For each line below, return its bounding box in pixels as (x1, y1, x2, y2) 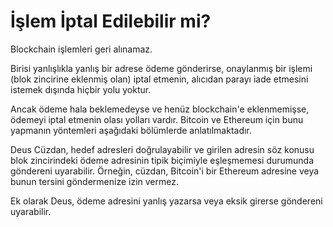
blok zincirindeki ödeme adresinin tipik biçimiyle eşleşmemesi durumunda (10, 154, 315, 166)
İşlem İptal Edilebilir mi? (10, 10, 212, 33)
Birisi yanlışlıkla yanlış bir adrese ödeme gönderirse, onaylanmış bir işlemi (10, 62, 313, 74)
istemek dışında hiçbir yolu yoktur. (10, 83, 152, 95)
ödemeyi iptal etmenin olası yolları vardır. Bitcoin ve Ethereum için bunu (10, 113, 304, 125)
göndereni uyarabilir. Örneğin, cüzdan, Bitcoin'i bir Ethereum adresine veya (10, 165, 320, 177)
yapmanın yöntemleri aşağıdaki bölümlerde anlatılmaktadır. (10, 124, 252, 136)
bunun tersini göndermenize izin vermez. (10, 175, 180, 187)
